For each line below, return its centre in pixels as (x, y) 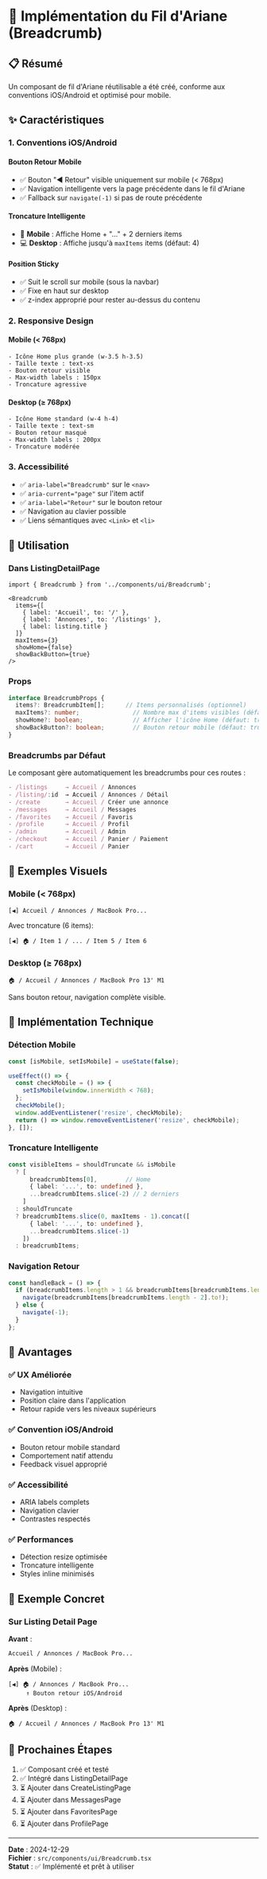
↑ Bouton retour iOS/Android (74, 1693)
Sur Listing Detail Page (53, 1622)
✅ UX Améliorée (40, 1375)
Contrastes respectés (55, 1519)
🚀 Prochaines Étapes (60, 1750)
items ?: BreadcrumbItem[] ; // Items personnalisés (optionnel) (131, 705)
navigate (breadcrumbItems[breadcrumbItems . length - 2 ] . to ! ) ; (126, 1298)
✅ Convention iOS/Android (61, 1430)
